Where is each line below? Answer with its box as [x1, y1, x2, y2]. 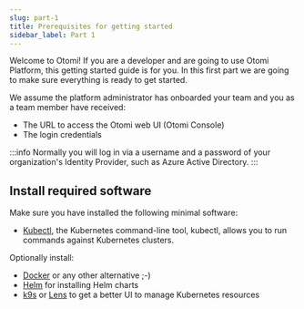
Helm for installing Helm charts [22, 280, 139, 291]
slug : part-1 [9, 13, 59, 23]
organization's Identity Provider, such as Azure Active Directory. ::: [9, 157, 258, 168]
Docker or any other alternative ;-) [22, 270, 152, 281]
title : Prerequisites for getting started [9, 22, 173, 31]
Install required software [9, 183, 152, 199]
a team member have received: [9, 102, 126, 113]
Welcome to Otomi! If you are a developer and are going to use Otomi [9, 56, 269, 67]
